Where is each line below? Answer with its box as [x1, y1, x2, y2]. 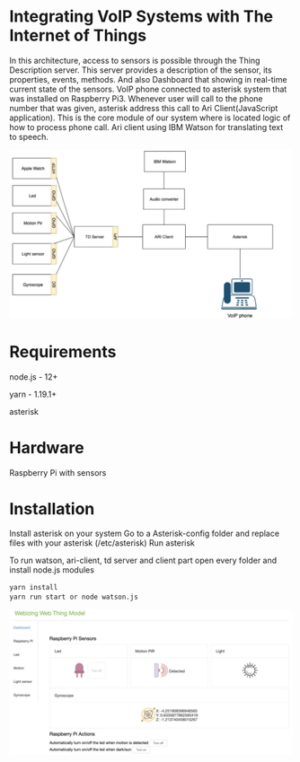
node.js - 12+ [9, 371, 58, 382]
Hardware [9, 437, 84, 458]
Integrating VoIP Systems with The [9, 6, 274, 27]
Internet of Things [9, 25, 147, 46]
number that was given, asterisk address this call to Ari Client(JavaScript [9, 102, 278, 113]
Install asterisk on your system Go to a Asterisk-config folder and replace [9, 528, 280, 539]
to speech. [9, 131, 49, 142]
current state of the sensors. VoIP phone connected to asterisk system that [9, 83, 287, 94]
